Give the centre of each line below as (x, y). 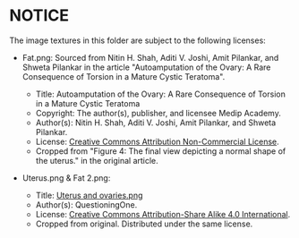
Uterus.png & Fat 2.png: (66, 178)
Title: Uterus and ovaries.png (89, 195)
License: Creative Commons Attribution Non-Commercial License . (157, 141)
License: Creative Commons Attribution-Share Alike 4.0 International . (163, 214)
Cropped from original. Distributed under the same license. (144, 224)
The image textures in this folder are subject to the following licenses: (137, 40)
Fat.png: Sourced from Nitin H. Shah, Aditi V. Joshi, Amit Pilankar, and (150, 57)
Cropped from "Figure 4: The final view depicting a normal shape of (161, 151)
